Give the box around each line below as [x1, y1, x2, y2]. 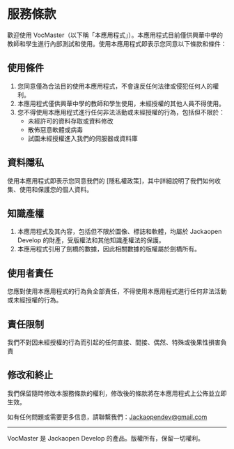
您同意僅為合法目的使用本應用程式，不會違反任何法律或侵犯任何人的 [17, 82, 213, 90]
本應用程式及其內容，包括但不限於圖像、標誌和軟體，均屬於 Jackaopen [17, 228, 222, 236]
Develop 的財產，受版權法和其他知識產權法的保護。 [17, 236, 165, 244]
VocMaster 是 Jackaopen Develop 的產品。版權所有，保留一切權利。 [7, 434, 204, 442]
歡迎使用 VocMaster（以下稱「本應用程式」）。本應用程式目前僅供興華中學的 [7, 31, 224, 39]
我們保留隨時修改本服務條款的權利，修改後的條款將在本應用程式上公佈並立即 [7, 389, 227, 397]
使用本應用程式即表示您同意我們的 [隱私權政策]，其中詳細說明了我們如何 [7, 176, 215, 185]
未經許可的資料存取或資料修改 [27, 117, 114, 125]
